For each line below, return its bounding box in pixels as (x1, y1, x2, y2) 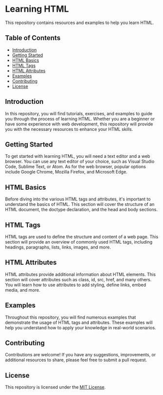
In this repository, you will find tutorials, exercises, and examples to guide (5, 110, 153, 116)
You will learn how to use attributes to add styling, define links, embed (5, 282, 146, 288)
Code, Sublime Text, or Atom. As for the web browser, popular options (5, 164, 146, 170)
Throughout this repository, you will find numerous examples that (5, 314, 136, 320)
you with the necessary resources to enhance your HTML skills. (5, 126, 133, 132)
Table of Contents (5, 34, 61, 42)
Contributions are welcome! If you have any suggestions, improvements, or (5, 352, 156, 358)
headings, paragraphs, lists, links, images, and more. (5, 244, 111, 250)
